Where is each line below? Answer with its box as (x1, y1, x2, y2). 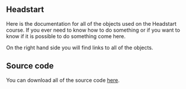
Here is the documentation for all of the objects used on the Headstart (6, 20, 177, 27)
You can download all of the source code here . (6, 76, 120, 84)
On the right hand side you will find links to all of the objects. (6, 44, 154, 51)
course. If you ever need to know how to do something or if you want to (6, 26, 180, 33)
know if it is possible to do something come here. (6, 32, 126, 40)
